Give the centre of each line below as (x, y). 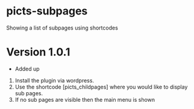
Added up (27, 69)
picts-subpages (47, 11)
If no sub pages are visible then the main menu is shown (85, 99)
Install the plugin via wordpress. (55, 80)
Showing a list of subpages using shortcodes (62, 28)
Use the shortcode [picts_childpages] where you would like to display (101, 87)
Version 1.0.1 (38, 52)
